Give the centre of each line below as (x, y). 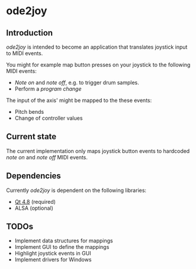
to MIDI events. (25, 53)
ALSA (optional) (34, 208)
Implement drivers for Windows (53, 260)
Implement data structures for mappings (64, 241)
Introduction (30, 33)
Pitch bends (29, 112)
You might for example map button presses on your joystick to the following (98, 65)
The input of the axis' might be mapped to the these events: (79, 100)
